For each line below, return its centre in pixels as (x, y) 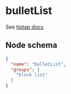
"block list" (32, 75)
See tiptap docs (25, 27)
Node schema (31, 45)
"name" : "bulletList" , (38, 64)
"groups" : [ (26, 69)
